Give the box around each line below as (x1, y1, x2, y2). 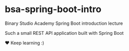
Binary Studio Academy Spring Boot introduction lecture (5, 20, 123, 26)
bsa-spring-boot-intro (5, 4, 102, 15)
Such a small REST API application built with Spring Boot (5, 30, 124, 36)
